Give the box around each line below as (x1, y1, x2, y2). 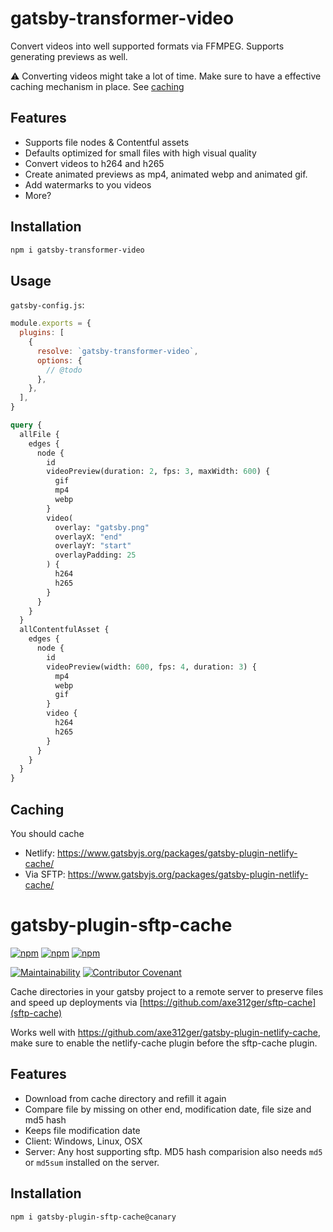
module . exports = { (10, 318, 92, 329)
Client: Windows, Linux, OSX (24, 1135, 143, 1147)
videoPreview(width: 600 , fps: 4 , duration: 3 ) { (46, 662, 257, 672)
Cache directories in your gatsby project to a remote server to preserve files (10, 985, 324, 997)
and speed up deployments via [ (10, 996, 143, 1008)
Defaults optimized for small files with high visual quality (24, 147, 257, 159)
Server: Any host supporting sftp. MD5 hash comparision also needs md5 (24, 1145, 323, 1157)
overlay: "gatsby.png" (54, 522, 150, 532)
